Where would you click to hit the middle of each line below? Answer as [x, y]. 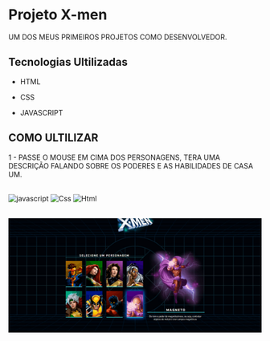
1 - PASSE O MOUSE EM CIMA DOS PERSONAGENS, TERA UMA [115, 157]
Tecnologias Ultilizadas [68, 62]
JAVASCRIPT [41, 112]
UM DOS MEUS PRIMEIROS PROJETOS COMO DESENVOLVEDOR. [118, 37]
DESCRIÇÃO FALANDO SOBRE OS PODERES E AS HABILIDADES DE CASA [131, 165]
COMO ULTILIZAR [53, 138]
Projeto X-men [58, 15]
